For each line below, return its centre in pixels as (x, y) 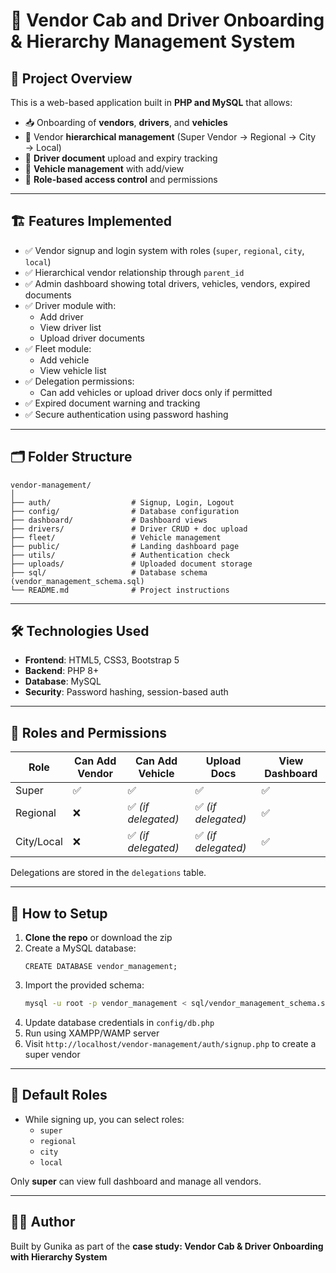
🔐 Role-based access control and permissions (121, 179)
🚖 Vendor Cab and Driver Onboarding (167, 20)
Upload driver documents (92, 338)
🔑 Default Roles (59, 1095)
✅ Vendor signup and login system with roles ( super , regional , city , (164, 250)
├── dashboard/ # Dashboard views (109, 520)
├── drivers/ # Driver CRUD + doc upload (129, 529)
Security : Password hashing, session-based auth (126, 692)
